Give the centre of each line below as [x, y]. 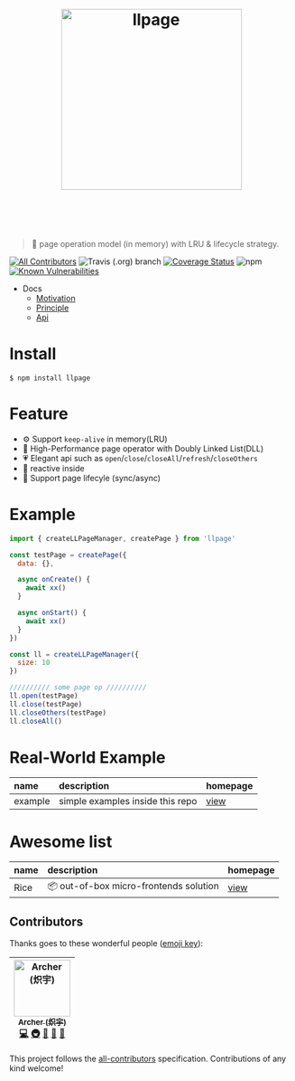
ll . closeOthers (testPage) [58, 713]
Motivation [55, 298]
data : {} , [36, 564]
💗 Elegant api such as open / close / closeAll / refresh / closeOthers [140, 458]
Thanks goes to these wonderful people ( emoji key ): [106, 944]
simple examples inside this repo [128, 801]
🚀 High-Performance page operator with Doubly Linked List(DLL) [143, 448]
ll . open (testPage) [44, 696]
